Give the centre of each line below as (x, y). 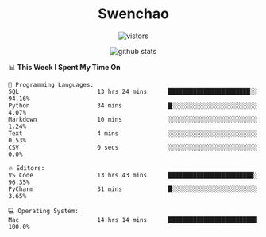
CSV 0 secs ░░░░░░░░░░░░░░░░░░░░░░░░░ (133, 147)
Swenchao (133, 14)
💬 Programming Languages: (51, 84)
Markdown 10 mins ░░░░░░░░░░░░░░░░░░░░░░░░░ (133, 119)
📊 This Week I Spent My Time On (64, 67)
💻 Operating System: (44, 211)
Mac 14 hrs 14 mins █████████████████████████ (133, 220)
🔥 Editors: (27, 168)
